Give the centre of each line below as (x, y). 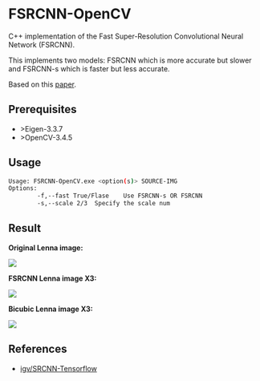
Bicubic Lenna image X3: (51, 309)
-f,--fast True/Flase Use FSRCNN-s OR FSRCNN (120, 196)
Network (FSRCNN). (42, 44)
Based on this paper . (43, 84)
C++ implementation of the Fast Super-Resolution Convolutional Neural (126, 36)
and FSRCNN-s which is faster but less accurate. (89, 68)
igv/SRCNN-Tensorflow (59, 368)
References (38, 349)
